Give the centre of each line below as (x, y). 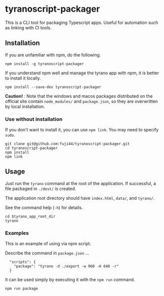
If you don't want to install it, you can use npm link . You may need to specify (82, 130)
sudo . (10, 135)
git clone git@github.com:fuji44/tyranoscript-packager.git (68, 144)
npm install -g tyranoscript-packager (44, 64)
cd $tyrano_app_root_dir (30, 216)
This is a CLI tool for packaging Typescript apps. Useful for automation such (82, 22)
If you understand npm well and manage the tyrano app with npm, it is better (82, 73)
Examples (17, 233)
